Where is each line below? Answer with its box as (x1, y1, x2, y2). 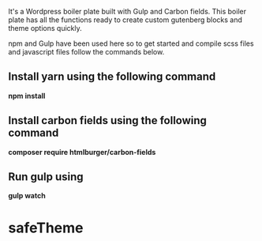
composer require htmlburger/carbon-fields (8, 147, 156, 156)
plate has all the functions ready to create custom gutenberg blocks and (8, 15, 243, 24)
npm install (8, 91, 46, 100)
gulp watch (8, 191, 46, 201)
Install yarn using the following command (8, 70, 216, 84)
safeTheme (8, 219, 84, 236)
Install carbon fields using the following (8, 114, 208, 127)
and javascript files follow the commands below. (8, 47, 165, 56)
